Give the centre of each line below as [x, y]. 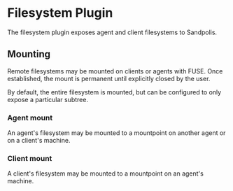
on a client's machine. [39, 141]
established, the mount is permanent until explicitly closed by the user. [109, 78]
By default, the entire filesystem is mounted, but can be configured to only [114, 92]
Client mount [30, 158]
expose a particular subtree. [48, 99]
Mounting [29, 54]
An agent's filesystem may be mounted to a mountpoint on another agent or [116, 133]
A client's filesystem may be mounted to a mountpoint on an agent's [106, 174]
